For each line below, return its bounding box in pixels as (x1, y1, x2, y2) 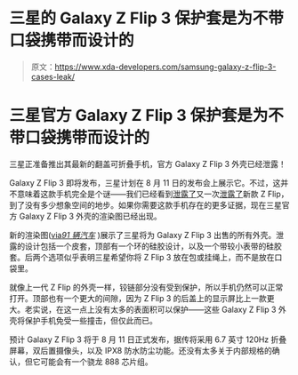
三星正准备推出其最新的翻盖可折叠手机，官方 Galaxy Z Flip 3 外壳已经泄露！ (9, 158, 286, 169)
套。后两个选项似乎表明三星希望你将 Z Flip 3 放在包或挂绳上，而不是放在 (9, 251, 275, 262)
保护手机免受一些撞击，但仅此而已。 (24, 315, 157, 325)
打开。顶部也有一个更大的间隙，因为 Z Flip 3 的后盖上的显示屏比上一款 (9, 292, 267, 303)
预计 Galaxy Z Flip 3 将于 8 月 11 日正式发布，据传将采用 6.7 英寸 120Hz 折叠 (9, 334, 287, 345)
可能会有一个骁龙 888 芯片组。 (39, 356, 153, 367)
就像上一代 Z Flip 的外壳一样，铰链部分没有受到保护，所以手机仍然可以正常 (9, 282, 284, 292)
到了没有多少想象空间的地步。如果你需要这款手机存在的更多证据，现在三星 (9, 199, 282, 210)
